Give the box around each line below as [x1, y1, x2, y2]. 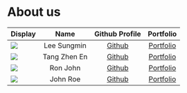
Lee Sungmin [44, 41, 87, 50]
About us [7, 4, 61, 20]
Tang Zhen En [42, 52, 88, 61]
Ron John [49, 63, 81, 72]
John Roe [49, 74, 81, 83]
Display [10, 29, 36, 39]
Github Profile [94, 29, 141, 39]
